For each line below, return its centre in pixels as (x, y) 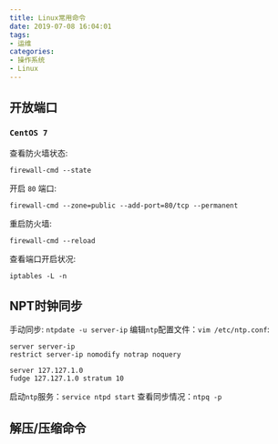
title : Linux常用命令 (48, 18)
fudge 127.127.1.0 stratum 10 (67, 378)
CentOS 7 (29, 133)
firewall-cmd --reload (52, 241)
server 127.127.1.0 (46, 371)
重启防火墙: (31, 223)
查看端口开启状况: (43, 258)
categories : (32, 52)
